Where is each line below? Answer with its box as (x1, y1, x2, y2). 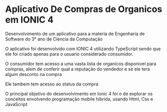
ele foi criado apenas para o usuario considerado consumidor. (5, 51, 134, 57)
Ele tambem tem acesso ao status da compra (5, 81, 99, 87)
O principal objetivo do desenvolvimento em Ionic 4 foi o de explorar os (5, 90, 153, 96)
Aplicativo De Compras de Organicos (5, 3, 162, 15)
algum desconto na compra (5, 71, 62, 77)
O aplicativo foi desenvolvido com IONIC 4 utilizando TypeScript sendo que (5, 45, 161, 51)
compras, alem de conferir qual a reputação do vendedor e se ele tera (5, 66, 150, 72)
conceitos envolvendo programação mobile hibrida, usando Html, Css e (5, 96, 153, 102)
